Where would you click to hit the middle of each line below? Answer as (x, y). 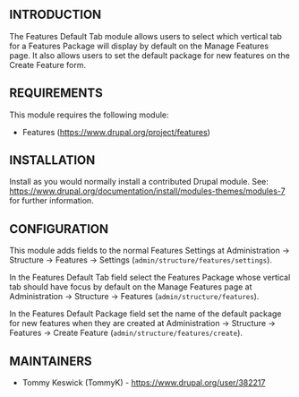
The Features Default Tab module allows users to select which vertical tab (145, 36)
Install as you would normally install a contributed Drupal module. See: (139, 182)
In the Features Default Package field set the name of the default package (145, 314)
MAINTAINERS (51, 361)
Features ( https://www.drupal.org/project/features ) (116, 132)
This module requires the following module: (89, 115)
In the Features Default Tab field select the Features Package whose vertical (150, 278)
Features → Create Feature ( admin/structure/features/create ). (126, 333)
